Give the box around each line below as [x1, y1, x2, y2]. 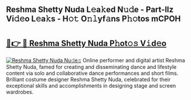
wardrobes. [6, 88, 34, 95]
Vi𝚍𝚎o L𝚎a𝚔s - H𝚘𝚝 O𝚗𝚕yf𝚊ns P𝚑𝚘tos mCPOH [6, 14, 181, 24]
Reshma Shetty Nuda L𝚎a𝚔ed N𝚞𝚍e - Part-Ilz [6, 5, 174, 15]
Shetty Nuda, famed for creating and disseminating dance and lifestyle [6, 64, 177, 70]
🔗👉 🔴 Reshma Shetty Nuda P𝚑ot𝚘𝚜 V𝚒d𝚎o [6, 38, 167, 48]
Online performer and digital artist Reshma [83, 57, 186, 64]
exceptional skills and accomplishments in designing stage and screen [6, 82, 176, 89]
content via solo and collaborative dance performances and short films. [6, 70, 179, 76]
